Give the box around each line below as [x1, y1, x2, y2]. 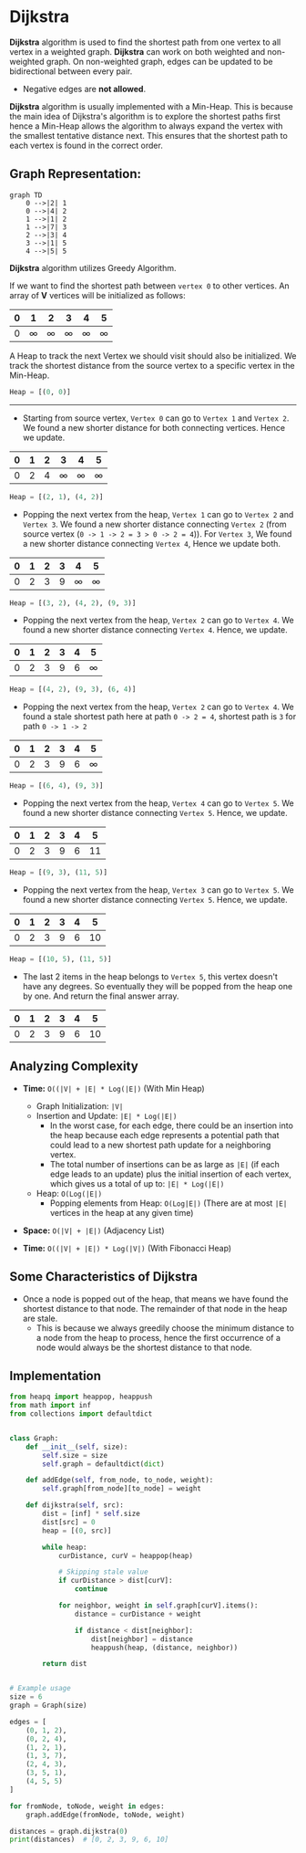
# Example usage [9, 1684, 71, 1693]
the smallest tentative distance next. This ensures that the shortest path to [9, 130, 289, 141]
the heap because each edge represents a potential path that [49, 1129, 280, 1140]
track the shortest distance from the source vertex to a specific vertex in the [9, 360, 296, 371]
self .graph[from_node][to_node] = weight [42, 1484, 202, 1493]
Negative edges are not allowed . [22, 83, 147, 94]
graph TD [9, 190, 43, 200]
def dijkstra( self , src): [25, 1501, 125, 1510]
